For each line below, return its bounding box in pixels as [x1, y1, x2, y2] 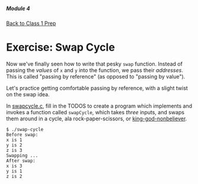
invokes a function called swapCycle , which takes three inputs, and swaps [6, 108, 185, 116]
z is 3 [6, 147, 23, 153]
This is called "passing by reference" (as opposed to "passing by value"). [6, 73, 186, 80]
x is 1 [6, 137, 23, 143]
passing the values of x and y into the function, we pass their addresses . [6, 66, 184, 74]
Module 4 [6, 5, 31, 12]
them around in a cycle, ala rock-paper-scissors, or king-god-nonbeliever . [6, 115, 187, 122]
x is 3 [6, 163, 23, 169]
